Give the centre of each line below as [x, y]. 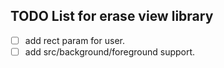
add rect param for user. [74, 40]
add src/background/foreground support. [110, 51]
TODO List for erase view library [112, 16]
